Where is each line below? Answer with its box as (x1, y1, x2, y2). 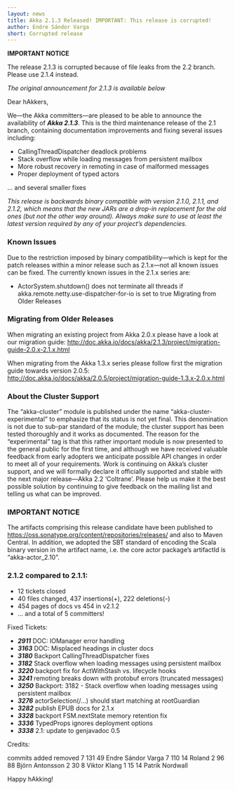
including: (7, 134, 36, 142)
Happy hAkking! (7, 775, 54, 783)
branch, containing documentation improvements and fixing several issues (7, 126, 223, 134)
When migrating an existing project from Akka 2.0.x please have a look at (7, 330, 219, 339)
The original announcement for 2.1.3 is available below (7, 84, 166, 92)
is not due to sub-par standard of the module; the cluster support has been (7, 422, 224, 431)
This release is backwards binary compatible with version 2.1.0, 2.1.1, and (7, 197, 219, 206)
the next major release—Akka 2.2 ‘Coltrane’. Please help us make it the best (7, 475, 226, 483)
